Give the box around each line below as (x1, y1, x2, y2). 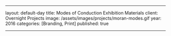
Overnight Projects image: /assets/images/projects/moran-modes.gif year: (5, 15, 162, 21)
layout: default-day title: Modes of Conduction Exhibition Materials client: (5, 10, 158, 15)
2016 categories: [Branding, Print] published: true (5, 20, 109, 26)
